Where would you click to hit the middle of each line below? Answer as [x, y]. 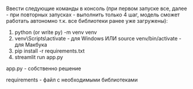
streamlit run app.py [39, 57]
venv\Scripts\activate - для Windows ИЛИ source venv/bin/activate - [98, 38]
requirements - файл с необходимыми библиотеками [72, 80]
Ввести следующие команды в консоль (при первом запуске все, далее [96, 8]
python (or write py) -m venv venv [56, 32]
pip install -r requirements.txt [49, 51]
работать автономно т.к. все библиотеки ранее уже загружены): [87, 21]
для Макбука [31, 44]
